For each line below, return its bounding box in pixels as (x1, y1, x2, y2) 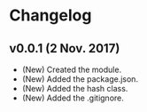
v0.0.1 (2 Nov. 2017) (9, 41, 120, 56)
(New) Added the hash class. (21, 84, 128, 93)
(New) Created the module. (21, 64, 122, 75)
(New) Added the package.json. (21, 74, 139, 84)
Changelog (9, 5, 92, 26)
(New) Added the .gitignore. (21, 92, 124, 103)
